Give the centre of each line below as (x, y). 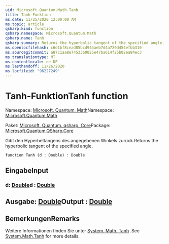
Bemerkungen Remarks (43, 219)
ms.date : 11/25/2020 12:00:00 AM (41, 19)
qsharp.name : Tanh (25, 38)
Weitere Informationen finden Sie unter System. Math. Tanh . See (72, 231)
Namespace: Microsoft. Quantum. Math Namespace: (60, 110)
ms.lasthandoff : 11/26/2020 (35, 66)
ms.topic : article (25, 24)
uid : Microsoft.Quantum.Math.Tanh (42, 10)
